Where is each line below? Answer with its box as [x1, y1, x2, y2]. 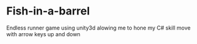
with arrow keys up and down [6, 30, 81, 37]
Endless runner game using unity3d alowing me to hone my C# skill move [6, 24, 191, 31]
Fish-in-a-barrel [6, 4, 90, 18]
